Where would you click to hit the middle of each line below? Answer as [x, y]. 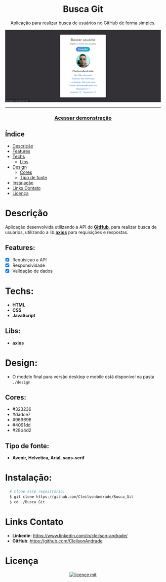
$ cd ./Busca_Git [27, 502]
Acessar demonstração [83, 118]
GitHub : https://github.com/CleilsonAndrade [57, 541]
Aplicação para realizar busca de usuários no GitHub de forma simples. [83, 23]
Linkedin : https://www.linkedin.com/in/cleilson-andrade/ [70, 535]
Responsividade [29, 265]
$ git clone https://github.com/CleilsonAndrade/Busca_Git [72, 497]
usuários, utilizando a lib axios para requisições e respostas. [67, 232]
